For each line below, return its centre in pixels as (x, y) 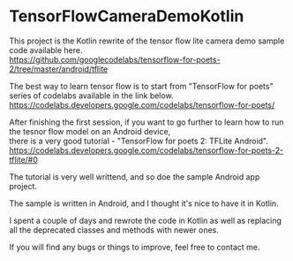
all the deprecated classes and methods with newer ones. (114, 230)
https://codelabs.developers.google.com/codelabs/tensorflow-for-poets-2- (146, 150)
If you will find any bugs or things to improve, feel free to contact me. (135, 247)
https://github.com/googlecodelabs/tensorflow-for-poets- (115, 59)
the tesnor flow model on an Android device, (90, 131)
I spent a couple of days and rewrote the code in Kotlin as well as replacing (146, 220)
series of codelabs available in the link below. (91, 96)
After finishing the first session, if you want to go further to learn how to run (146, 122)
